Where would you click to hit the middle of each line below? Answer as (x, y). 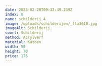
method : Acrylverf (24, 38)
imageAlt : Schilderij (28, 28)
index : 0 (14, 14)
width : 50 (15, 47)
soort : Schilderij (24, 33)
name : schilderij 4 (25, 19)
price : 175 (16, 56)
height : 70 (16, 51)
